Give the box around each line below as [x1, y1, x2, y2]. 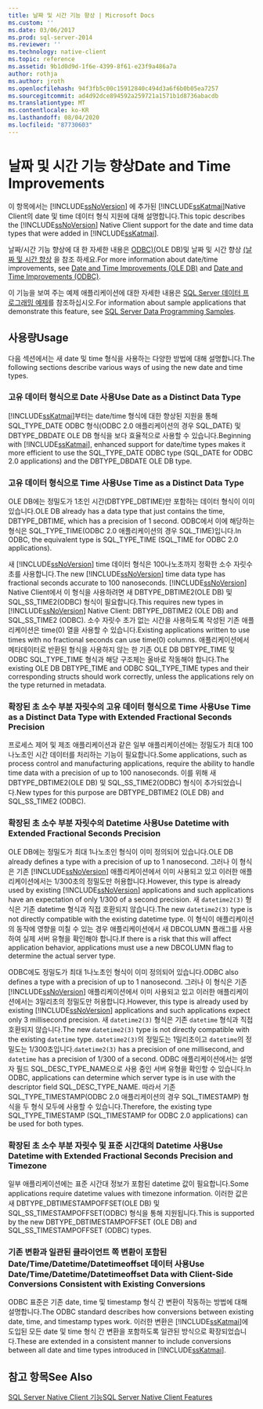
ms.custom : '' [8, 19, 55, 27]
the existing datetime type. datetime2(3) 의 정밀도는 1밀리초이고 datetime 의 [8, 1034, 244, 1044]
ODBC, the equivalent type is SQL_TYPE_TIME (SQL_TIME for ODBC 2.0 [8, 535, 239, 544]
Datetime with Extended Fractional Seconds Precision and [8, 1150, 233, 1161]
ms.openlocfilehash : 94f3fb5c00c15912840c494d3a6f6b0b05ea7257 [8, 84, 219, 93]
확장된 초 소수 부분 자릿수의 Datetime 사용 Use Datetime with [8, 818, 229, 829]
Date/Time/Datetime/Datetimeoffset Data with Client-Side [8, 1268, 233, 1279]
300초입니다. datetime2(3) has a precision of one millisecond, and [34, 1044, 245, 1053]
